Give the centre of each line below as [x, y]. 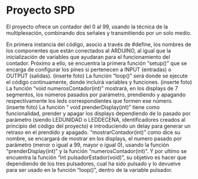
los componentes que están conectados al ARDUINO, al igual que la [89, 50]
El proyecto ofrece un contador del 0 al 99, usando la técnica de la [87, 27]
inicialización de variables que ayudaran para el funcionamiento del [88, 57]
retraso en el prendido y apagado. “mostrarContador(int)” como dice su [93, 132]
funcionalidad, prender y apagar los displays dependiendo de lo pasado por [98, 113]
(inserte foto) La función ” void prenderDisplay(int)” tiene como [83, 107]
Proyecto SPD [40, 10]
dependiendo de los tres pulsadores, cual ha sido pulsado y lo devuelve [94, 164]
